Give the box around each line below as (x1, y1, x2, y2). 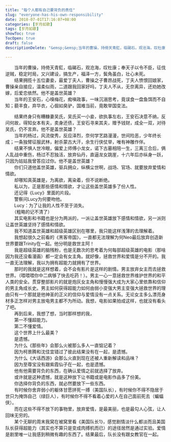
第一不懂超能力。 (14, 316, 50, 323)
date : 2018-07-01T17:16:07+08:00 (5, 17, 76, 22)
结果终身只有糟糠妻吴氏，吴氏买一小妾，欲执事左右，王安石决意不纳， (14, 113, 161, 120)
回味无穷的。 (5, 412, 32, 418)
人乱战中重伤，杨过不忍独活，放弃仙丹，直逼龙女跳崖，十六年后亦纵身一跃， (5, 151, 166, 158)
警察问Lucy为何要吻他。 (14, 196, 65, 202)
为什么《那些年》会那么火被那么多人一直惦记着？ (14, 342, 117, 348)
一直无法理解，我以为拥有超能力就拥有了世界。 (5, 259, 103, 266)
